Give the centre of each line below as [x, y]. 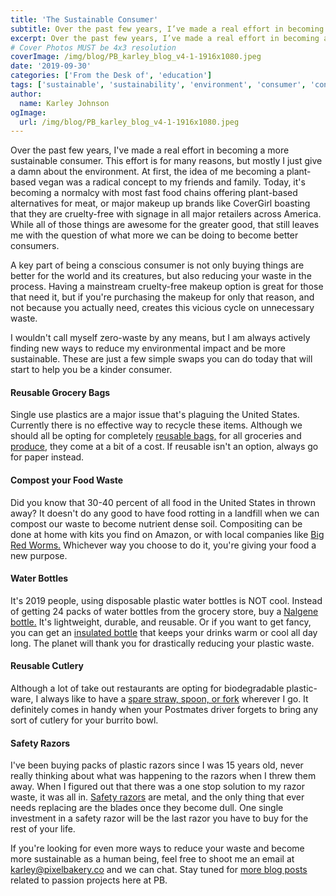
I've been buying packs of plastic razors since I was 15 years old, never [157, 765]
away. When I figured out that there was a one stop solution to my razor [158, 787]
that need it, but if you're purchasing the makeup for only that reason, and [162, 297]
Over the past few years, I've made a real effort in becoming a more [150, 150]
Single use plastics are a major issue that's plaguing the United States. [155, 415]
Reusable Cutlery [47, 666]
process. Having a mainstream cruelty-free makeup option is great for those [167, 287]
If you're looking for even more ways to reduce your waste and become [157, 848]
